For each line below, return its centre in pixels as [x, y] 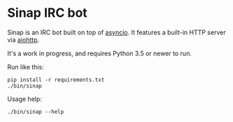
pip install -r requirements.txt [56, 80]
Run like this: [26, 67]
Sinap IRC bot [47, 13]
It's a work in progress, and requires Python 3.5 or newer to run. [100, 53]
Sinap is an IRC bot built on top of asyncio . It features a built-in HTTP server [116, 32]
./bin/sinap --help [36, 111]
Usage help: [24, 99]
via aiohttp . [23, 39]
